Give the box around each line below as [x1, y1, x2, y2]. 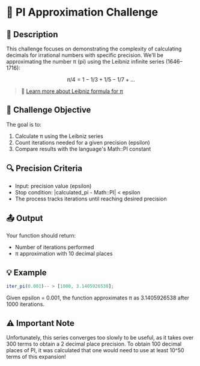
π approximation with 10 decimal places [14, 250, 113, 257]
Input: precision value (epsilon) [14, 182, 92, 190]
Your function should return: [6, 232, 76, 239]
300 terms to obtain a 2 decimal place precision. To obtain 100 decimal [6, 340, 182, 347]
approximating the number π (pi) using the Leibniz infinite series [6, 58, 165, 65]
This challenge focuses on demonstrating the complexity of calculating [6, 45, 182, 52]
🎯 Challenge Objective [6, 105, 91, 115]
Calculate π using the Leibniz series [14, 132, 103, 140]
